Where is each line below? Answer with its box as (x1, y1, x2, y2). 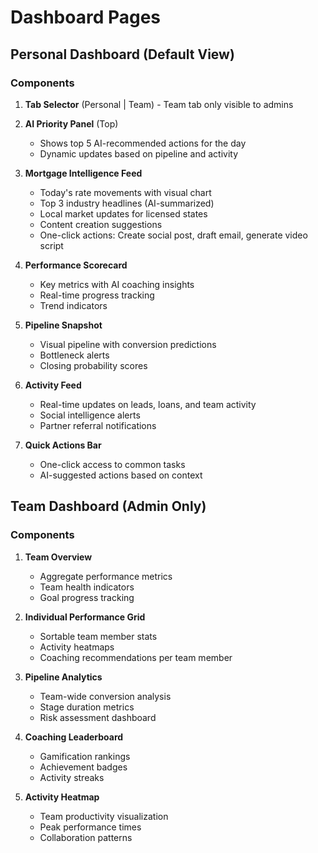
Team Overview (24, 551, 93, 563)
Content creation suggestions (39, 218, 163, 230)
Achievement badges (39, 761, 128, 773)
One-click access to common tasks (39, 458, 186, 470)
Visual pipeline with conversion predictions (39, 338, 217, 350)
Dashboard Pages (10, 6, 162, 29)
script (39, 239, 64, 251)
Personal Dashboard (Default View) (10, 46, 235, 63)
